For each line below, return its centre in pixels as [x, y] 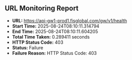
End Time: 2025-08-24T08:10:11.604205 [55, 31]
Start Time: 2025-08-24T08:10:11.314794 [56, 26]
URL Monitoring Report [42, 8]
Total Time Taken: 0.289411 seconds [51, 37]
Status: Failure [28, 47]
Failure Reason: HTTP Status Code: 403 [54, 53]
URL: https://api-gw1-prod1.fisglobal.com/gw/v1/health [70, 20]
